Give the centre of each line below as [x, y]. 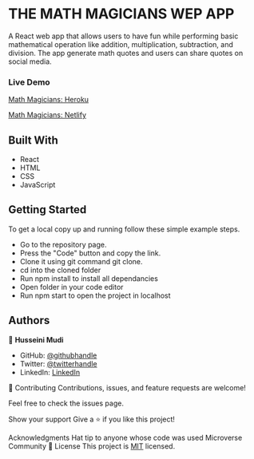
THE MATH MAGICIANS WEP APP [121, 14]
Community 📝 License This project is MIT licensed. [92, 446]
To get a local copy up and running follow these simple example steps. [124, 229]
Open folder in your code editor [71, 287]
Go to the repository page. [63, 244]
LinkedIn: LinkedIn [50, 372]
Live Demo [29, 82]
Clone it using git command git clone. [81, 261]
